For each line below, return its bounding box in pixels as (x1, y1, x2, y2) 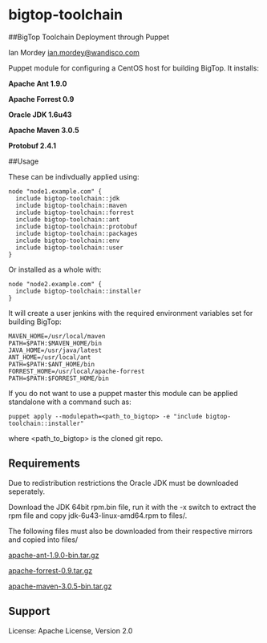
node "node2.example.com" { (8, 280, 103, 288)
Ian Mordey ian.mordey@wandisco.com (8, 47, 140, 57)
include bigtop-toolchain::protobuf (15, 222, 138, 230)
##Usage (8, 156, 39, 166)
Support (8, 605, 51, 618)
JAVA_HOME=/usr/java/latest (8, 346, 103, 354)
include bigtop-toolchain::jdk (15, 194, 120, 202)
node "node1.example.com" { (8, 187, 103, 196)
